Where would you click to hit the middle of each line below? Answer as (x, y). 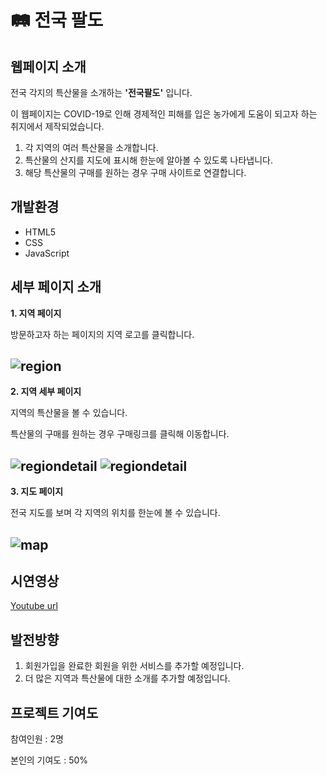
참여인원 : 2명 (37, 739)
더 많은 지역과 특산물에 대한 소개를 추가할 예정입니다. (127, 678)
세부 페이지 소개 (56, 287)
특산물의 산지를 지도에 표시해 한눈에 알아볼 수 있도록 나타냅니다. (148, 160)
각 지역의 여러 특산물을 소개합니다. (91, 147)
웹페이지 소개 (48, 66)
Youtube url (34, 606)
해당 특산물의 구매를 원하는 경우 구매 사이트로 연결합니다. (135, 172)
